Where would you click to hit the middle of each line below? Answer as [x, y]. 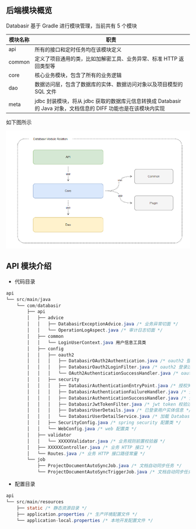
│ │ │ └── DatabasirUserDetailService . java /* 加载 [98, 417]
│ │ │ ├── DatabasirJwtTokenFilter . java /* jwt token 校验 [107, 404]
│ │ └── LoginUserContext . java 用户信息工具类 [87, 343]
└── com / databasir [39, 306]
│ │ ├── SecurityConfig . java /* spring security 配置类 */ [104, 423]
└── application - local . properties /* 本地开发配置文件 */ [85, 520]
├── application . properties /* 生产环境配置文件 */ [77, 514]
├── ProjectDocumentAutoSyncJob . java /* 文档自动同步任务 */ [109, 466]
